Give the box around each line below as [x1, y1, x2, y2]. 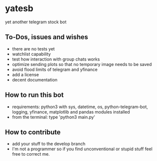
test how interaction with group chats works [12, 56, 100, 62]
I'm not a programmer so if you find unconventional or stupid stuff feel [12, 146, 153, 152]
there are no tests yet [12, 46, 55, 51]
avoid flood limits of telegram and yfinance [12, 66, 98, 72]
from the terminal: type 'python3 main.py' [12, 114, 95, 120]
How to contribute [5, 128, 61, 136]
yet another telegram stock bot [5, 19, 67, 25]
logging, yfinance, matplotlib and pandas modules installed [12, 109, 130, 114]
